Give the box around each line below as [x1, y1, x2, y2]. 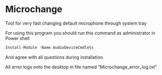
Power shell [5, 35, 30, 41]
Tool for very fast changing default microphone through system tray [5, 20, 147, 26]
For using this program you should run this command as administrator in [5, 30, 155, 36]
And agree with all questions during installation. [5, 54, 105, 60]
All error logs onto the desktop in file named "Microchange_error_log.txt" [5, 64, 157, 70]
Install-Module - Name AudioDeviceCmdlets [5, 45, 94, 50]
